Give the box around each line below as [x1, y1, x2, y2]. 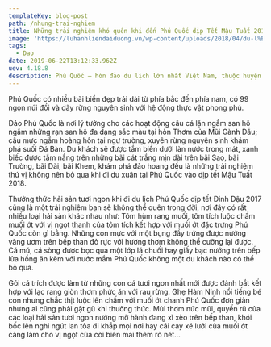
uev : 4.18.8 [8, 65, 48, 73]
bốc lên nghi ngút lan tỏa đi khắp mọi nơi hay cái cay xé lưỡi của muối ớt [8, 320, 248, 331]
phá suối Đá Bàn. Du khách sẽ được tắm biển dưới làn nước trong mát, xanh [8, 144, 259, 153]
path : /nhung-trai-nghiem [8, 19, 95, 27]
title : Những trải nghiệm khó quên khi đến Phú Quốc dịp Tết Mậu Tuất [8, 27, 251, 35]
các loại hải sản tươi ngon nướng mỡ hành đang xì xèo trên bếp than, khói [8, 312, 252, 322]
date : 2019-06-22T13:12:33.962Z [8, 57, 117, 65]
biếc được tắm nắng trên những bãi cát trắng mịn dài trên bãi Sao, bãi [8, 153, 240, 162]
